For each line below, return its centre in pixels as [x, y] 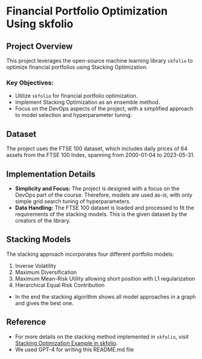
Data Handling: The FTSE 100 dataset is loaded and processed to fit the [104, 208]
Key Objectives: [30, 83]
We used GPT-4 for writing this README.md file [74, 349]
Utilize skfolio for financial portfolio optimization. [76, 96]
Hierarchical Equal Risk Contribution [60, 285]
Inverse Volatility [36, 265]
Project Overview [39, 46]
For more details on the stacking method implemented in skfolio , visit [102, 337]
